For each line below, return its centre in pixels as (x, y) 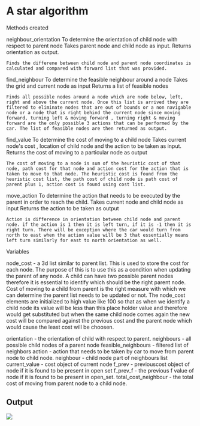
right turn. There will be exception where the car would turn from (93, 230)
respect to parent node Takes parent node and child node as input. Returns (99, 46)
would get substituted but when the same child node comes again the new (98, 314)
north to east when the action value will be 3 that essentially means (97, 235)
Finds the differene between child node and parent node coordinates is (99, 63)
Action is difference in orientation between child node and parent (93, 219)
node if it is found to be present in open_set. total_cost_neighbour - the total (100, 377)
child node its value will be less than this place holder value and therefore (97, 308)
